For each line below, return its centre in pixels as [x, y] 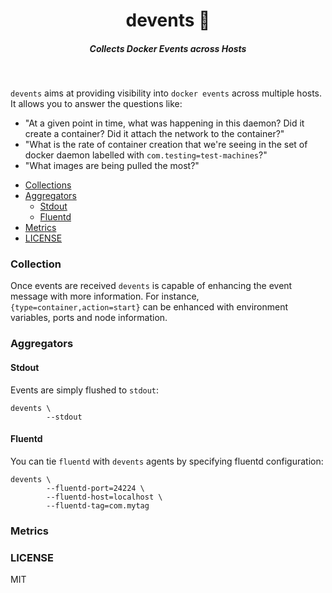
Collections [48, 185]
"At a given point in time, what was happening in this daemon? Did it [164, 123]
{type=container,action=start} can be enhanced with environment [149, 307]
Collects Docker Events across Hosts [168, 48]
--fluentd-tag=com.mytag [98, 505]
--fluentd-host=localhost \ [104, 497]
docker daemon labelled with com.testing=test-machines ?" [146, 155]
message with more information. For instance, [105, 296]
